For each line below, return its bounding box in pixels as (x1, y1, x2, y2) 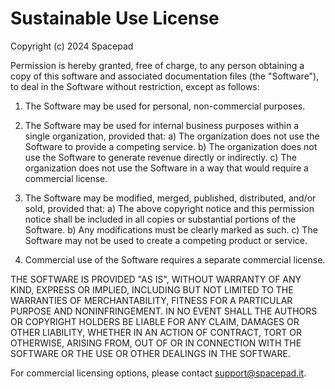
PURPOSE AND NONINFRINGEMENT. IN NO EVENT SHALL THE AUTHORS (10, 305, 318, 317)
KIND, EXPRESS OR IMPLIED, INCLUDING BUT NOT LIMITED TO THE (10, 283, 294, 296)
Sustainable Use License (10, 7, 220, 30)
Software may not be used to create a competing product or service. (24, 234, 308, 246)
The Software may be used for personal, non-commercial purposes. (24, 100, 306, 112)
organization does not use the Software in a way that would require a (24, 162, 309, 174)
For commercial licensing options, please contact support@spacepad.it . (10, 367, 307, 379)
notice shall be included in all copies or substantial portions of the (24, 213, 297, 225)
